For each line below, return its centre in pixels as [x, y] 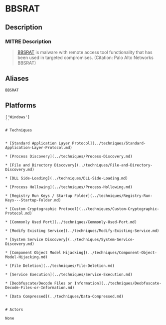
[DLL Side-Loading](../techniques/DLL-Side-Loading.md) [69, 178]
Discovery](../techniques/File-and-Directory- [103, 165]
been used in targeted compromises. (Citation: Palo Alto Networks [85, 57]
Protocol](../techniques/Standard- [109, 143]
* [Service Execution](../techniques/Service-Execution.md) [69, 274]
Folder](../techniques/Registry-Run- [113, 195]
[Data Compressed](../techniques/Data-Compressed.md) [67, 296]
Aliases [17, 79]
